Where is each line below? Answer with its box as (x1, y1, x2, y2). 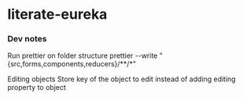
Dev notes (7, 34, 47, 45)
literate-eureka (7, 5, 108, 23)
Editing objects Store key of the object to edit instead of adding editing (7, 74, 237, 84)
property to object (7, 83, 66, 92)
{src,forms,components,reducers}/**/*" (7, 59, 137, 69)
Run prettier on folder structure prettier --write (7, 51, 158, 60)
